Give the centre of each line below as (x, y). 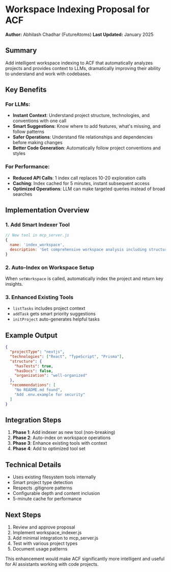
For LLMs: (18, 104)
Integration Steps (33, 420)
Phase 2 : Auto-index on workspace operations (62, 438)
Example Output (31, 335)
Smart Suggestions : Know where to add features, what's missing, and (87, 126)
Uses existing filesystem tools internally (54, 477)
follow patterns (28, 132)
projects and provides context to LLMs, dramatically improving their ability (83, 68)
